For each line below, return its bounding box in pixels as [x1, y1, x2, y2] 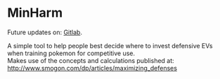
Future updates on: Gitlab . [7, 28, 83, 36]
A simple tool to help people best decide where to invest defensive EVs [7, 41, 213, 50]
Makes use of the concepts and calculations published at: [7, 56, 174, 64]
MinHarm [7, 5, 63, 21]
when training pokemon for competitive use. [7, 49, 136, 57]
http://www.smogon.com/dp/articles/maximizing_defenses [7, 64, 178, 72]
